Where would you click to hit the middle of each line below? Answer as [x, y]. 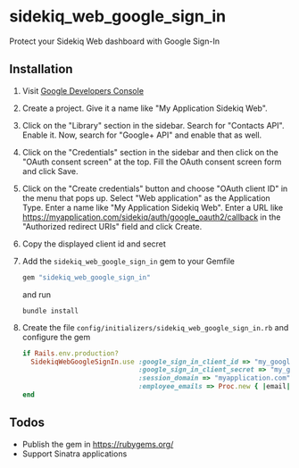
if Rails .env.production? [70, 353]
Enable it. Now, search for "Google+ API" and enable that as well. [142, 135]
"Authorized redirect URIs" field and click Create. [112, 226]
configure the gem [56, 337]
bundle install [50, 311]
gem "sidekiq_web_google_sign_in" [86, 277]
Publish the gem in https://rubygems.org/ [98, 444]
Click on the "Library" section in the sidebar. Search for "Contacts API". [153, 125]
